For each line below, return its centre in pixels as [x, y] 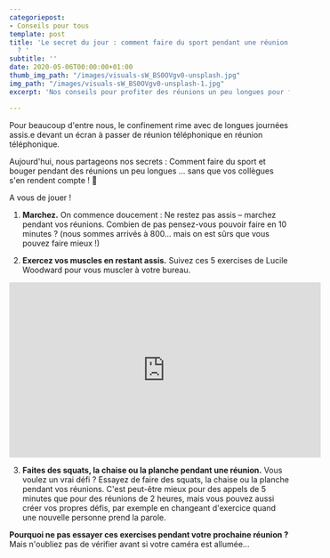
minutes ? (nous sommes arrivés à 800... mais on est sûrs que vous [145, 233]
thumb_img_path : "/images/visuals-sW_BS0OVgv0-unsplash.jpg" [125, 76]
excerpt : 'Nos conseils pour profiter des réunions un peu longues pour [147, 92]
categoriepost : [37, 17]
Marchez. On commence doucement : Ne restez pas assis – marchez [149, 214]
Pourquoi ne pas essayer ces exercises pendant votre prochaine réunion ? [149, 534]
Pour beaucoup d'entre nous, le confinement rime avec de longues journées [149, 125]
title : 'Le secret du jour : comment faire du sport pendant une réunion [149, 42]
